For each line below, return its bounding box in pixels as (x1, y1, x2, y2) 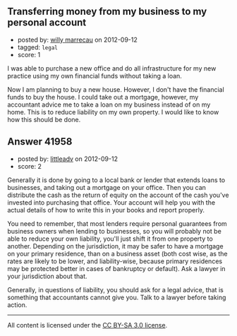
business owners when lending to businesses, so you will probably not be (7, 227, 222, 235)
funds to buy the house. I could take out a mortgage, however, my (7, 92, 199, 101)
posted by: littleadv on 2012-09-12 (17, 155, 119, 163)
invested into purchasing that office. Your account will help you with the (7, 198, 216, 207)
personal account (7, 17, 87, 29)
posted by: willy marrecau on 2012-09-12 (17, 35, 138, 44)
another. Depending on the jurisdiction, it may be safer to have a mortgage (7, 241, 224, 250)
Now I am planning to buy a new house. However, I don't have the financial (7, 85, 224, 94)
